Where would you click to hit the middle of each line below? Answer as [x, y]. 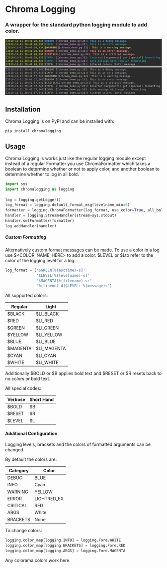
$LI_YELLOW [49, 335]
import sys [16, 184]
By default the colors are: [31, 459]
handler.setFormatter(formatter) [40, 221]
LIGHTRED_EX [49, 498]
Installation [23, 109]
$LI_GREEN [47, 328]
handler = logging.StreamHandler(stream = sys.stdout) [61, 215]
